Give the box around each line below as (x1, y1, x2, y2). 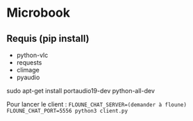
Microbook (6, 5, 71, 21)
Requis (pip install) (6, 33, 90, 45)
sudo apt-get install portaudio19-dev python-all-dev (6, 87, 156, 95)
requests (16, 58, 42, 67)
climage (16, 66, 40, 74)
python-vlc (16, 51, 49, 59)
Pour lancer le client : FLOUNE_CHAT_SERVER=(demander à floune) (6, 100, 187, 108)
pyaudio (16, 73, 40, 81)
